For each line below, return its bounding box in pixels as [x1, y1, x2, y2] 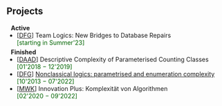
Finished [10, 47, 37, 56]
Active [10, 23, 30, 32]
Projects [6, 6, 44, 17]
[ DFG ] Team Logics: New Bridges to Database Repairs [16, 31, 172, 39]
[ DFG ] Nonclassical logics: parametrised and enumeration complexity [16, 70, 215, 78]
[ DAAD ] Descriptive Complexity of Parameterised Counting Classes [16, 55, 209, 63]
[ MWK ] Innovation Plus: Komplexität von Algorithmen [16, 84, 168, 92]
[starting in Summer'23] [16, 38, 85, 47]
